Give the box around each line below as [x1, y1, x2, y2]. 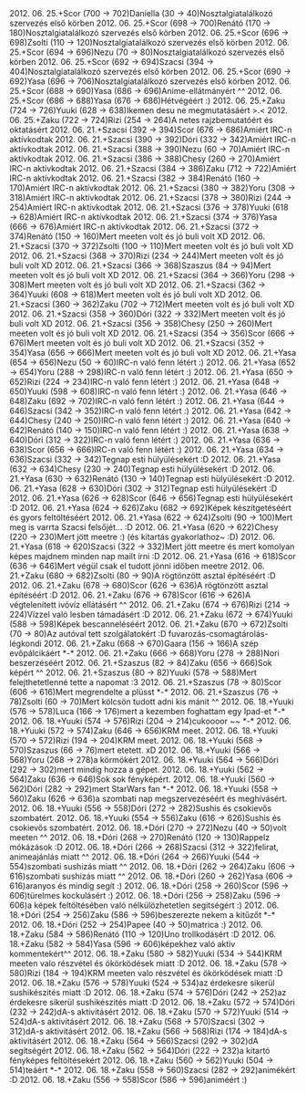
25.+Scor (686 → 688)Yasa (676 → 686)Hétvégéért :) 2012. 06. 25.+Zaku [9, 95, 286, 106]
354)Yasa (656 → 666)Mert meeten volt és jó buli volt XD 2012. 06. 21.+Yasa [9, 348, 297, 358]
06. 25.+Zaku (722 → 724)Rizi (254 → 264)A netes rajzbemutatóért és [9, 115, 273, 125]
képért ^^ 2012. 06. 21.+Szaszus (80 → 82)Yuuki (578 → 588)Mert [9, 667, 258, 678]
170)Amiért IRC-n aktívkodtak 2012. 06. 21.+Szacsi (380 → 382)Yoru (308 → [9, 182, 296, 193]
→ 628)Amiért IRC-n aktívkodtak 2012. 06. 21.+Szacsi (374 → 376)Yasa [9, 212, 278, 222]
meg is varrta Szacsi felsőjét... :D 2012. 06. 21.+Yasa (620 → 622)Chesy [9, 522, 280, 532]
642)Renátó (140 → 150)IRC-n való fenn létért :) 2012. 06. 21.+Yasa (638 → [9, 425, 290, 435]
